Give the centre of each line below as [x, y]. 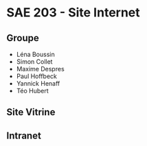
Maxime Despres [40, 69]
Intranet [24, 135]
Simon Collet [34, 62]
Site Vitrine [31, 112]
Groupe [23, 38]
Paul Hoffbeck [37, 76]
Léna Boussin [36, 54]
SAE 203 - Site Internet [73, 13]
